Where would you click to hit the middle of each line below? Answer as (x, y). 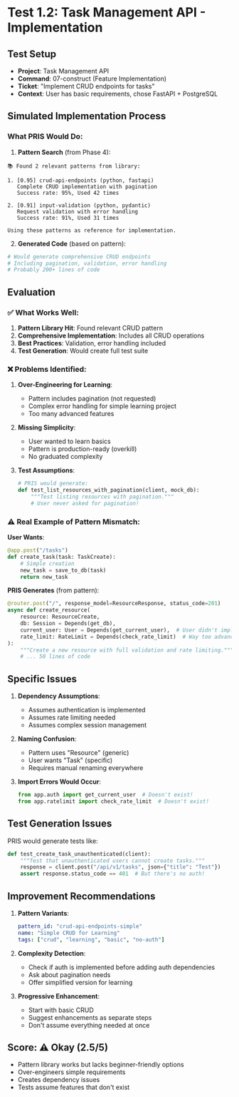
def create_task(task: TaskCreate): (62, 557)
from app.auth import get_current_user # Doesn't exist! (105, 795)
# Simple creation (47, 563)
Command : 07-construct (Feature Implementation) (92, 79)
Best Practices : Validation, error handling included (92, 343)
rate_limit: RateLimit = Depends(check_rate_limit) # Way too (116, 637)
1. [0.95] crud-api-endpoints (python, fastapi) (81, 180)
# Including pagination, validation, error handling (87, 263)
